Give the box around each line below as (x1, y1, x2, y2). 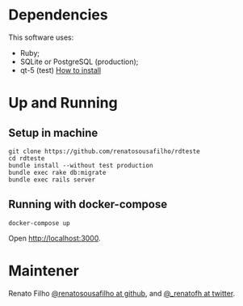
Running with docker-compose (8, 198, 168, 211)
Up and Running (8, 94, 119, 113)
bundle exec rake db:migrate (8, 168, 107, 176)
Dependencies (8, 6, 108, 24)
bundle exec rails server (8, 176, 95, 184)
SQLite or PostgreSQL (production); (19, 57, 139, 66)
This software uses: (8, 32, 74, 42)
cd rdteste (8, 154, 45, 163)
